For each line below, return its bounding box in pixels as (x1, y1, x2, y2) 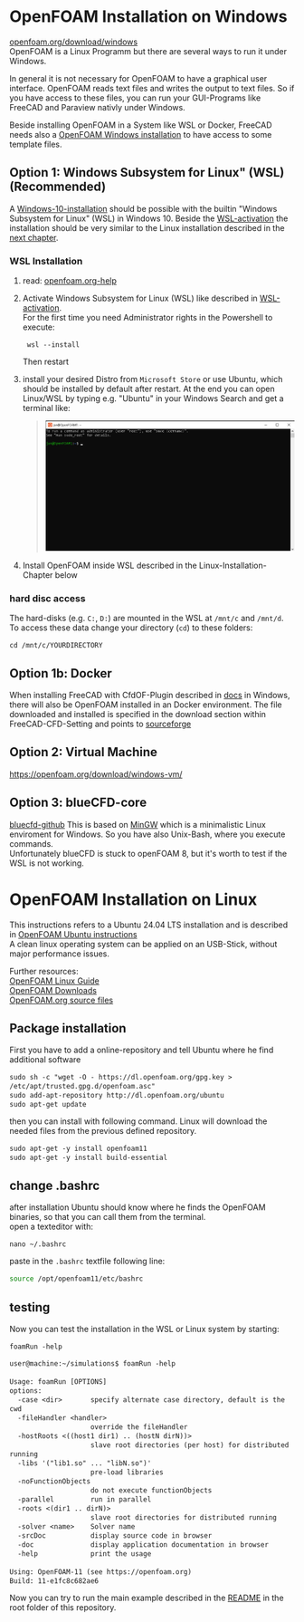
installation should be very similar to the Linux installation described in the (9, 222, 285, 233)
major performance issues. (9, 948, 110, 959)
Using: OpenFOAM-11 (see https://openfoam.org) (9, 1567, 193, 1577)
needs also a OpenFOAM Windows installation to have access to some (9, 129, 272, 139)
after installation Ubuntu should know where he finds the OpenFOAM (9, 1202, 266, 1213)
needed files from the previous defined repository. (9, 1126, 197, 1137)
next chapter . (9, 232, 59, 243)
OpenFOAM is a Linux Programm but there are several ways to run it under (9, 45, 288, 56)
